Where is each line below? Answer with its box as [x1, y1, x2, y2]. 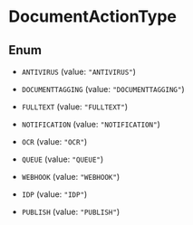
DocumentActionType [8, 6, 178, 27]
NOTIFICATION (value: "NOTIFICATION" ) [21, 119, 160, 129]
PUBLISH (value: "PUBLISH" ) [21, 206, 120, 217]
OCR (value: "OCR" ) [21, 136, 88, 146]
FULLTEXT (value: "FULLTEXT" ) [21, 101, 129, 112]
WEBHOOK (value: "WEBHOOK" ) [21, 172, 120, 182]
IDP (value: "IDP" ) [21, 189, 88, 200]
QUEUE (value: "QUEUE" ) [21, 154, 104, 164]
